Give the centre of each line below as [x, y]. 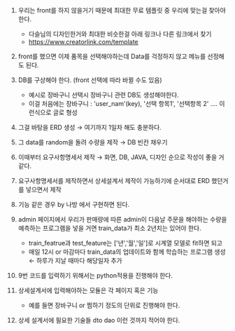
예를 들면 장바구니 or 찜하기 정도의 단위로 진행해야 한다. [104, 305]
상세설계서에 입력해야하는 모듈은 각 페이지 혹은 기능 [88, 290]
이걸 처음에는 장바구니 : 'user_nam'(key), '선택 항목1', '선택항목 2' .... [123, 103]
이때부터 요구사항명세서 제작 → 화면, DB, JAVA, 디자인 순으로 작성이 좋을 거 [121, 157]
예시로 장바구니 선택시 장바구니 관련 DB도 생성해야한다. [104, 95]
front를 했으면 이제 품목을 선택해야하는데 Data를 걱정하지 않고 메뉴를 [112, 56]
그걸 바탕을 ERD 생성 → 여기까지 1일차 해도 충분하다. [90, 127]
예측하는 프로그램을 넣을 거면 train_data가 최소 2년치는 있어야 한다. [109, 228]
